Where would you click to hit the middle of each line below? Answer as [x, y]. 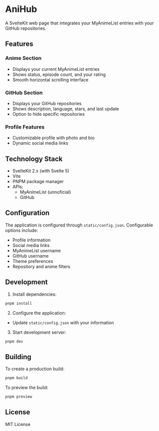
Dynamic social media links [40, 143]
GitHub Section [24, 92]
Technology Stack [34, 159]
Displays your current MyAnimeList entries [56, 69]
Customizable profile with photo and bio [53, 138]
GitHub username [30, 256]
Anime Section [23, 58]
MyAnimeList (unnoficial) [45, 192]
